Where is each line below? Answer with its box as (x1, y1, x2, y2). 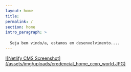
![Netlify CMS (5, 55, 34, 61)
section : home (5, 25, 36, 30)
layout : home (5, 8, 33, 13)
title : (5, 13, 19, 19)
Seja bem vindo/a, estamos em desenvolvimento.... (10, 41, 120, 46)
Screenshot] (34, 55, 61, 61)
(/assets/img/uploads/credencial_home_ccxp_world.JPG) (5, 60, 126, 66)
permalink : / (5, 19, 33, 24)
